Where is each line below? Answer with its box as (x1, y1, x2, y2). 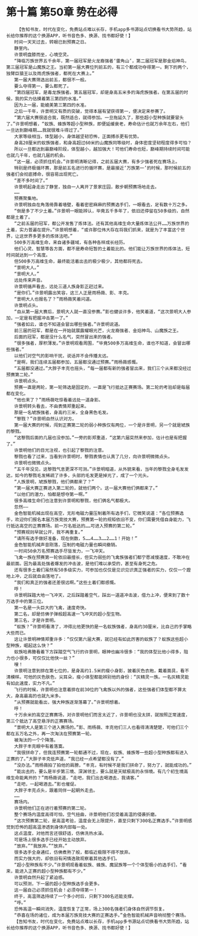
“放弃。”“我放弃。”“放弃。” (14, 843, 68, 849)
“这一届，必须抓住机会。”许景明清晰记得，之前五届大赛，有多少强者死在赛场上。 (14, 158, 180, 165)
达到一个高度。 (19, 252, 50, 258)
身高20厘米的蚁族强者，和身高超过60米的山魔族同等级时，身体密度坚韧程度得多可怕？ (14, 140, 192, 146)
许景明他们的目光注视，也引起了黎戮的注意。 (14, 447, 107, 453)
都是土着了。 (6, 214, 33, 220)
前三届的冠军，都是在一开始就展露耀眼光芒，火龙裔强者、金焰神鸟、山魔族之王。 (14, 327, 181, 334)
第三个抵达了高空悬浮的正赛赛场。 (6, 718, 77, 724)
